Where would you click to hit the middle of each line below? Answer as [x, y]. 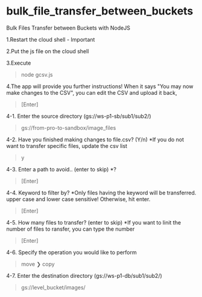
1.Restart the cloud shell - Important [51, 39]
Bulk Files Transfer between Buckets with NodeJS [68, 28]
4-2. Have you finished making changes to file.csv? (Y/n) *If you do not [95, 139]
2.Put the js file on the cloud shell [48, 51]
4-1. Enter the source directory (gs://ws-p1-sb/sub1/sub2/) [79, 116]
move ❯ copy [38, 264]
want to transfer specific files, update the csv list [67, 145]
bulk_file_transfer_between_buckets [100, 11]
